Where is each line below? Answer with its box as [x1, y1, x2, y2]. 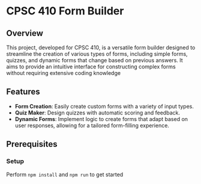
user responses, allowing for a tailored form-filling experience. [14, 122, 170, 129]
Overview [6, 28, 44, 38]
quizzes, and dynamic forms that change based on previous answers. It [6, 57, 183, 64]
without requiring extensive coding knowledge [6, 70, 121, 76]
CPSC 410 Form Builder [6, 4, 124, 18]
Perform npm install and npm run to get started [6, 171, 124, 178]
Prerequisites [6, 139, 58, 149]
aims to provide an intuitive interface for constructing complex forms [6, 63, 176, 70]
